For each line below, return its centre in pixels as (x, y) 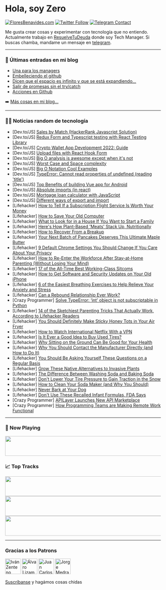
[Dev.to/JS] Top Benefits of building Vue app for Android (70, 184)
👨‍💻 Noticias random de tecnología (47, 121)
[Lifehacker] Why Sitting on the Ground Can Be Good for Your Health (82, 342)
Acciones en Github (32, 92)
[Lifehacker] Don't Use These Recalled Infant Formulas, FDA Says (79, 394)
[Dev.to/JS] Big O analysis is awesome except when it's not (73, 158)
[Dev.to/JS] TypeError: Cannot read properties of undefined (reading (82, 174)
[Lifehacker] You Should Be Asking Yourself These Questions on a (80, 358)
